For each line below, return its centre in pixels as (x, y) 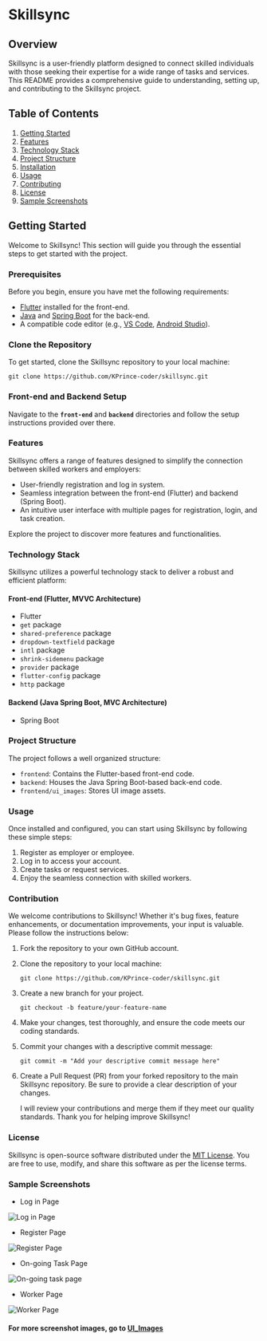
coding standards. (49, 1031)
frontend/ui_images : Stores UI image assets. (92, 791)
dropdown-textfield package (67, 642)
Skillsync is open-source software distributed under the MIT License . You (129, 1155)
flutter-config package (60, 676)
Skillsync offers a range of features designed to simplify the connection (126, 460)
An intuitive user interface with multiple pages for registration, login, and (138, 510)
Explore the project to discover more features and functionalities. (115, 534)
